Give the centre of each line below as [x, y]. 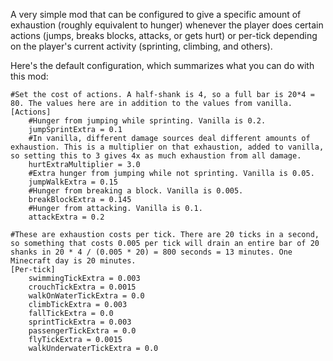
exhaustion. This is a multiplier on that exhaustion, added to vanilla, [167, 147]
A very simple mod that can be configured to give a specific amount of [156, 14]
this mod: [29, 76]
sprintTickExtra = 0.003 [80, 322]
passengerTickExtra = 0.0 [82, 331]
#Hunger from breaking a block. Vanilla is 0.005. [136, 191]
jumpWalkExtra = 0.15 [73, 182]
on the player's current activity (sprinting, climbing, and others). [141, 46]
